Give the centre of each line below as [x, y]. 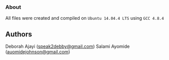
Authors [19, 34]
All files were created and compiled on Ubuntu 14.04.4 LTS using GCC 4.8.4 [85, 18]
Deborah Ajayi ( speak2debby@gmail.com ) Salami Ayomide [68, 46]
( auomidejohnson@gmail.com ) [38, 52]
